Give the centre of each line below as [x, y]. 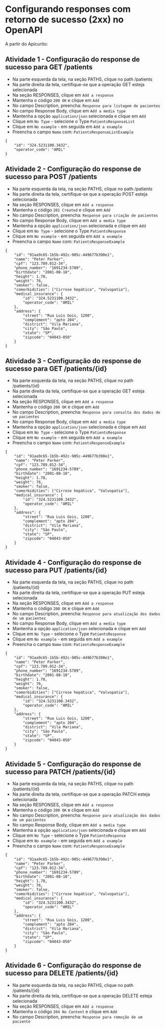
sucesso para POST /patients [51, 177]
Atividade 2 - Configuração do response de [73, 169]
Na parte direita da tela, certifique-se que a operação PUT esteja [79, 593]
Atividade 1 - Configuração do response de [73, 60]
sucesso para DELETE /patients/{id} [62, 973]
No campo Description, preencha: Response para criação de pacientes [85, 215]
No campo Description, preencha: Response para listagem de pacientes [86, 106]
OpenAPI [24, 30]
